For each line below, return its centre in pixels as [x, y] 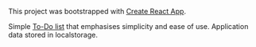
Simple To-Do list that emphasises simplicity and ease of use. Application [128, 26]
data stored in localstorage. [53, 35]
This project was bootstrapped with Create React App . [97, 11]
